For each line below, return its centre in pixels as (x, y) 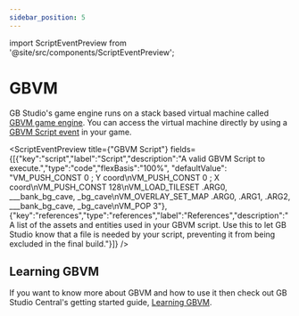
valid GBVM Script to (227, 158)
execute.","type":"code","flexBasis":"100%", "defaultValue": (118, 168)
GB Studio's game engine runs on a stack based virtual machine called (139, 113)
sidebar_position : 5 (48, 17)
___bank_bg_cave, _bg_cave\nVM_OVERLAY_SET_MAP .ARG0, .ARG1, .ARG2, (150, 196)
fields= (183, 149)
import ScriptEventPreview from (68, 43)
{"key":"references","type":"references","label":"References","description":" (149, 215)
